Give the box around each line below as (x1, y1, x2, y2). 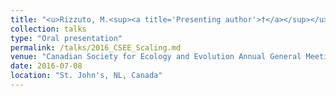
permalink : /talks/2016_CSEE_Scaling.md (10, 42, 182, 53)
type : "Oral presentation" (10, 33, 123, 43)
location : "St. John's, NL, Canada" (10, 71, 163, 81)
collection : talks (10, 24, 87, 34)
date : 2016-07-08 (10, 61, 83, 71)
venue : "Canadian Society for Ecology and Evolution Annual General (10, 52, 302, 62)
